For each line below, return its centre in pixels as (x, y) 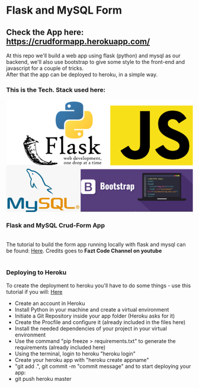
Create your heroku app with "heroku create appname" (82, 360)
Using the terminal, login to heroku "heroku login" (75, 354)
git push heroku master (43, 379)
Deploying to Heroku (36, 272)
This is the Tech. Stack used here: (56, 89)
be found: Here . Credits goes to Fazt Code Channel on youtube (84, 251)
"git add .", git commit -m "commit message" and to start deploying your (103, 366)
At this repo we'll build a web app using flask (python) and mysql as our (93, 56)
